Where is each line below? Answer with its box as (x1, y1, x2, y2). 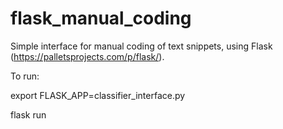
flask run (10, 108, 47, 121)
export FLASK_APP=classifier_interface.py (10, 89, 186, 101)
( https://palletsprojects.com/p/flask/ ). (10, 50, 165, 62)
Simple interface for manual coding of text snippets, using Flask (10, 40, 273, 52)
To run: (10, 70, 40, 82)
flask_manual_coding (10, 7, 192, 30)
